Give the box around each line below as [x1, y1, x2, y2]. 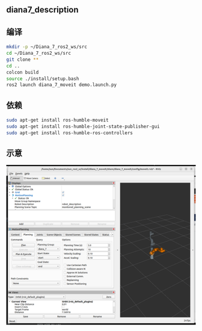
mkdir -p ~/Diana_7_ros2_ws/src [6, 44, 87, 50]
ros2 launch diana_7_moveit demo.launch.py [6, 82, 117, 88]
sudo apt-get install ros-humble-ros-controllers [6, 129, 133, 136]
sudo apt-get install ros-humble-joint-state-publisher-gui [6, 123, 161, 130]
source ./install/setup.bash [6, 75, 79, 82]
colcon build [6, 69, 39, 75]
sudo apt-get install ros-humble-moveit [6, 117, 109, 123]
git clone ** [6, 57, 39, 63]
